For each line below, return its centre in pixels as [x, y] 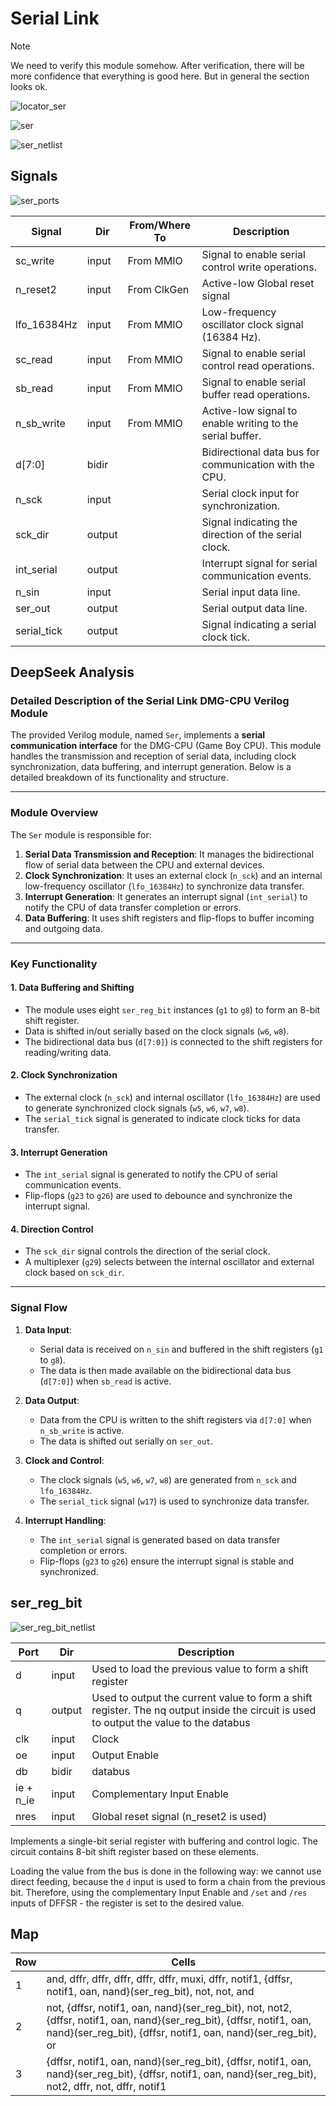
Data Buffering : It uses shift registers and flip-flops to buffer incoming [169, 918]
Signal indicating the [249, 522]
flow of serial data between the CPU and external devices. [144, 864]
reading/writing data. [68, 1052]
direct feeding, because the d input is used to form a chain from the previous [168, 1881]
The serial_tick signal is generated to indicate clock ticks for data [162, 1119]
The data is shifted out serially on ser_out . [126, 1441]
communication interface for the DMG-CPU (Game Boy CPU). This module [166, 746]
